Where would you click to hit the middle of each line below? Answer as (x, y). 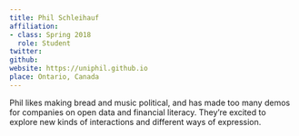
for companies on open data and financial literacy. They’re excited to (138, 112)
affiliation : (34, 26)
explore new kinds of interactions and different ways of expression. (135, 121)
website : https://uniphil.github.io (79, 69)
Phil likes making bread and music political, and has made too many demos (150, 102)
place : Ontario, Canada (55, 77)
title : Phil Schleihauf (55, 18)
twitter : (26, 52)
